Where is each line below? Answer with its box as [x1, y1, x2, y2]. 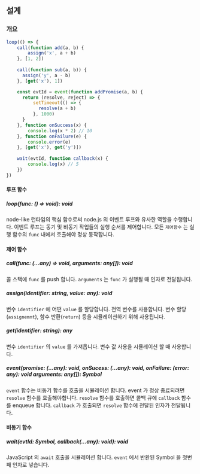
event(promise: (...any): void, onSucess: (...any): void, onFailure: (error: [6, 364, 190, 372]
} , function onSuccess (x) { [17, 122, 87, 128]
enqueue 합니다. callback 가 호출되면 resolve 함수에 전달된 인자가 [12, 402, 170, 409]
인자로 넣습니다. [12, 461, 50, 469]
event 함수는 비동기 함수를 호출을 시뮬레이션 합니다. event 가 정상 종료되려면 [6, 387, 185, 394]
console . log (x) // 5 [28, 161, 79, 168]
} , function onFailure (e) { [17, 133, 87, 139]
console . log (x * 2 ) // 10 [28, 127, 93, 133]
